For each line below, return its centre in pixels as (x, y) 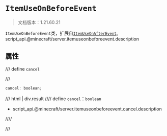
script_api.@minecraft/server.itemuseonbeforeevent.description (72, 39)
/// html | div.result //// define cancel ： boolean (53, 99)
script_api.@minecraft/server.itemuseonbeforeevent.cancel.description (87, 109)
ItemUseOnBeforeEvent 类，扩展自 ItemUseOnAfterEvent (61, 33)
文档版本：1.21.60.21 (39, 22)
